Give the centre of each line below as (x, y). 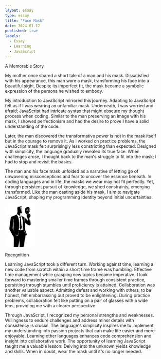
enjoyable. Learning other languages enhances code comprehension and (78, 336)
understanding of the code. (32, 126)
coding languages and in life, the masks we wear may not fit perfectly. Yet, (80, 181)
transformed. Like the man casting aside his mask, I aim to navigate (72, 192)
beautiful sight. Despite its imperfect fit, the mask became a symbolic (74, 86)
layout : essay (19, 10)
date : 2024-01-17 (23, 26)
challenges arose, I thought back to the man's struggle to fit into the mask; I (81, 157)
